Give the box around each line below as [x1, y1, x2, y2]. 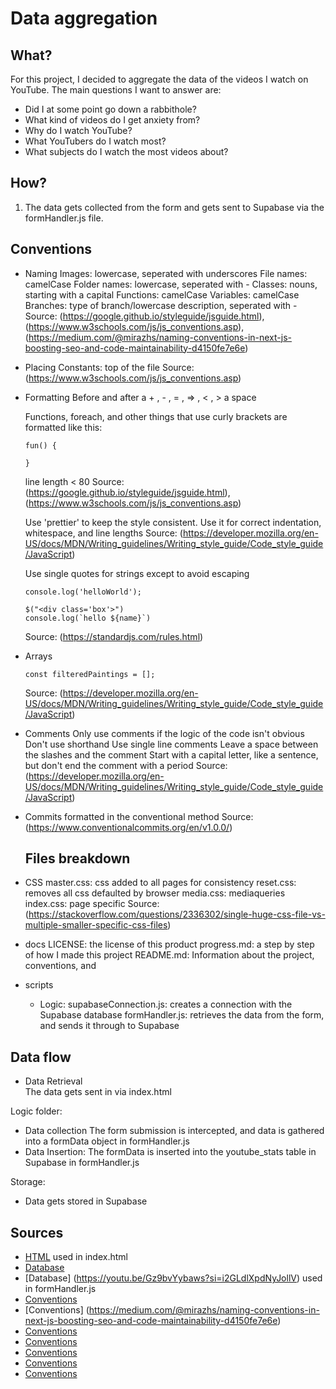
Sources [10, 1224, 64, 1241]
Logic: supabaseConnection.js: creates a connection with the [39, 998, 293, 1011]
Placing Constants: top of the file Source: [24, 361, 195, 373]
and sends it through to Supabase [39, 1020, 180, 1032]
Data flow [10, 1048, 72, 1066]
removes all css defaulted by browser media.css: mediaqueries [24, 887, 286, 899]
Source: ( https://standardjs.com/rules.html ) [24, 630, 204, 642]
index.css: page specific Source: [24, 898, 160, 910]
